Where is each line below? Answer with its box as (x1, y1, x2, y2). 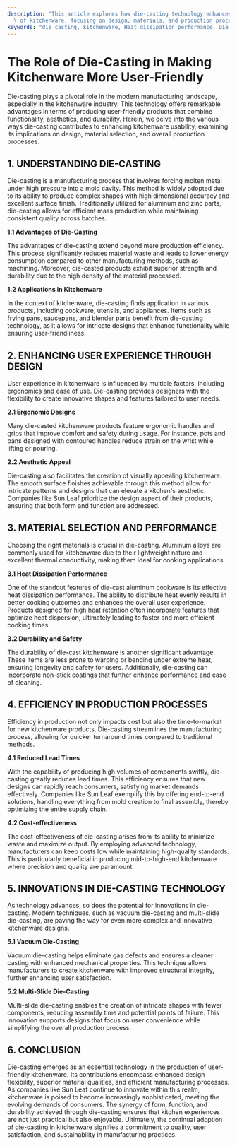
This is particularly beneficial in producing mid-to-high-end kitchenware (7, 854, 217, 863)
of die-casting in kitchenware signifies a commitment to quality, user (7, 1123, 207, 1131)
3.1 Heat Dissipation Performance (7, 569, 108, 578)
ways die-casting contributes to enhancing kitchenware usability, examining (7, 122, 229, 131)
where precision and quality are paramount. (7, 862, 134, 870)
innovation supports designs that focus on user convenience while (7, 1016, 201, 1024)
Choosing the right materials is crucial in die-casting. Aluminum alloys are (7, 540, 221, 549)
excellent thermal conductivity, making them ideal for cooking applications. (7, 555, 226, 564)
